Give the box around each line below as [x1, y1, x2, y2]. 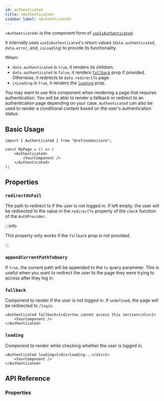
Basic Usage [5, 125, 45, 134]
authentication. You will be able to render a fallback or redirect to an [5, 95, 144, 101]
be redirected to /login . [5, 303, 54, 309]
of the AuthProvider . [5, 213, 47, 219]
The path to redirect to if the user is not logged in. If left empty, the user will [5, 202, 160, 208]
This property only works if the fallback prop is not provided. [5, 232, 131, 238]
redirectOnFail [5, 193, 42, 199]
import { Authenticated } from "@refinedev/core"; [5, 138, 112, 143]
